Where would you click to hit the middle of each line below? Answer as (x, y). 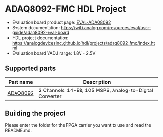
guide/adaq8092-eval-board (41, 32)
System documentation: (36, 27)
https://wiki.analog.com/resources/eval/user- (106, 27)
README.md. (18, 130)
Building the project (35, 114)
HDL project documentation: (40, 38)
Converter (50, 96)
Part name (21, 82)
